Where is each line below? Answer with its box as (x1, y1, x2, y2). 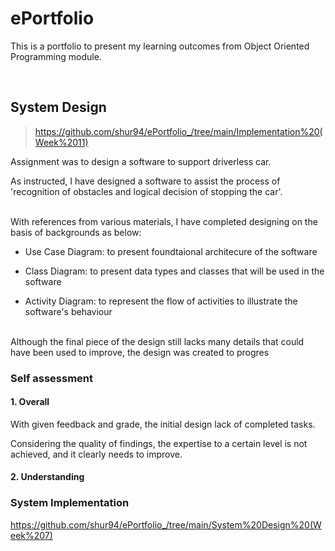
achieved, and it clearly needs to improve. (10, 448, 183, 460)
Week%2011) (34, 136, 89, 148)
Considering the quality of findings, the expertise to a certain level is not (10, 437, 308, 449)
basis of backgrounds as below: (10, 226, 142, 238)
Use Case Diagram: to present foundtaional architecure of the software (24, 245, 318, 257)
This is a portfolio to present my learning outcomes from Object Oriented (10, 40, 310, 52)
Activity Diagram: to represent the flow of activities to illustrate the (24, 295, 298, 307)
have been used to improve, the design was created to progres (10, 346, 270, 358)
